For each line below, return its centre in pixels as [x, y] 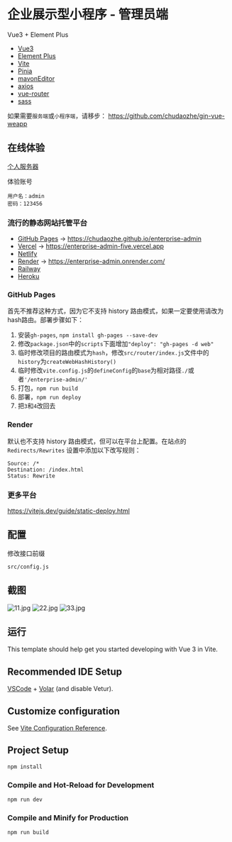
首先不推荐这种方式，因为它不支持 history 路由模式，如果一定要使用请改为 [116, 311]
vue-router [33, 94]
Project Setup [38, 750]
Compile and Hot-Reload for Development [81, 785]
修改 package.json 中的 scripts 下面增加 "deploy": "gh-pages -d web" [116, 344]
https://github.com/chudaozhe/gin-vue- [166, 116]
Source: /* [23, 463]
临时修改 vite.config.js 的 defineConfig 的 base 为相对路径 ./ [103, 370]
